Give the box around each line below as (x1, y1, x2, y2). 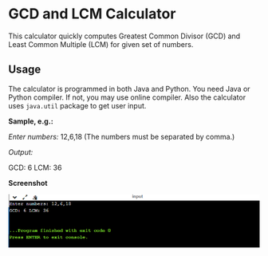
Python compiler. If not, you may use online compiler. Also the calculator (8, 93, 246, 102)
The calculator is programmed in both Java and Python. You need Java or (8, 84, 250, 93)
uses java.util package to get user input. (8, 100, 147, 110)
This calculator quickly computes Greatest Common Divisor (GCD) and (8, 31, 241, 41)
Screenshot (8, 178, 48, 187)
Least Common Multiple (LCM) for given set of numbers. (8, 39, 194, 49)
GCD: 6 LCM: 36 (8, 163, 62, 172)
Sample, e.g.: (8, 116, 53, 126)
